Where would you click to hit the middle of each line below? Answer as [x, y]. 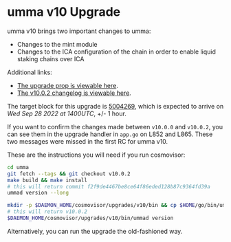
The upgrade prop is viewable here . [67, 85]
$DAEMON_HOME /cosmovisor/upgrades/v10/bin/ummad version [90, 218]
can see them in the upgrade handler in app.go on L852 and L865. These [110, 134]
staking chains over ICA [51, 58]
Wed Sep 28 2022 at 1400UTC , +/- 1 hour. [67, 113]
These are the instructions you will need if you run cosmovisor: [96, 155]
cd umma [18, 167]
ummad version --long [38, 193]
